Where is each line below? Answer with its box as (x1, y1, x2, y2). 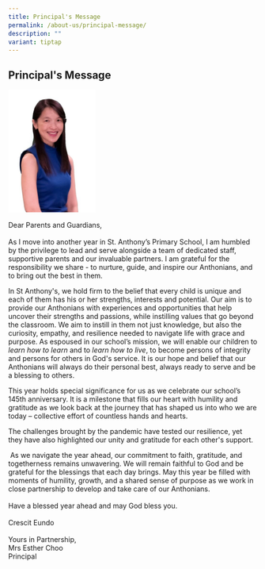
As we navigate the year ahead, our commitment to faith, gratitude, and (9, 450, 243, 459)
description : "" (8, 29, 62, 37)
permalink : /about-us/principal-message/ (8, 21, 147, 29)
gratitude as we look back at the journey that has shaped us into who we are (8, 402, 257, 412)
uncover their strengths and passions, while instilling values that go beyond (8, 311, 254, 321)
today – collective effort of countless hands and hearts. (8, 411, 188, 421)
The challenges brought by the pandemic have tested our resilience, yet (8, 426, 243, 436)
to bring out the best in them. (8, 271, 103, 280)
